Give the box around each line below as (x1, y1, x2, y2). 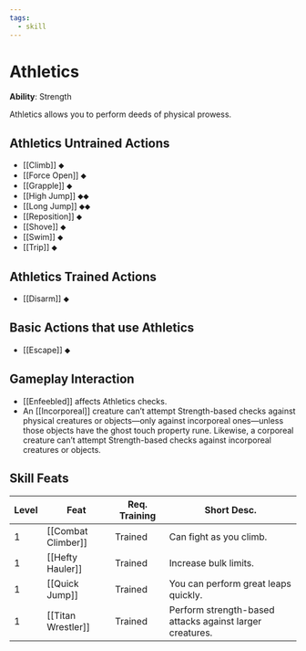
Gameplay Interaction (9, 372, 135, 387)
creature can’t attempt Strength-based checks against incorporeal (22, 435, 271, 446)
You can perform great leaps (168, 577, 291, 590)
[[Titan (46, 609, 76, 622)
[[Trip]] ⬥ (22, 242, 57, 253)
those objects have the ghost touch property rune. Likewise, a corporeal (22, 425, 294, 436)
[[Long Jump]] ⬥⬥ (22, 201, 91, 212)
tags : (9, 13, 30, 23)
